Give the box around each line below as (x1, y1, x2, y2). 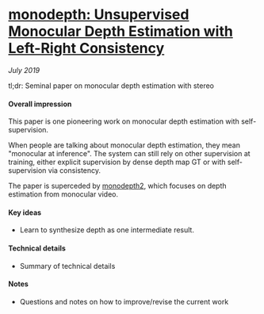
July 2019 (8, 65, 40, 75)
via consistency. (48, 166, 101, 175)
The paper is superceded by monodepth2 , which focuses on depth (8, 181, 228, 191)
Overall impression (8, 99, 72, 109)
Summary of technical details (19, 261, 116, 270)
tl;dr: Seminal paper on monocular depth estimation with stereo (8, 81, 215, 90)
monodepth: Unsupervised (8, 6, 189, 24)
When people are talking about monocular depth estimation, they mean (8, 140, 240, 150)
